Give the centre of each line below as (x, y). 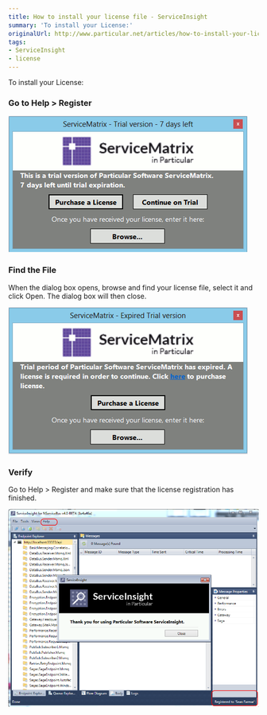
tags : (17, 42)
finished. (23, 498)
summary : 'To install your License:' (71, 25)
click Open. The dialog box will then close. (77, 296)
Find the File (33, 270)
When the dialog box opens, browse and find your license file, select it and (130, 287)
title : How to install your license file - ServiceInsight (108, 17)
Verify (21, 472)
